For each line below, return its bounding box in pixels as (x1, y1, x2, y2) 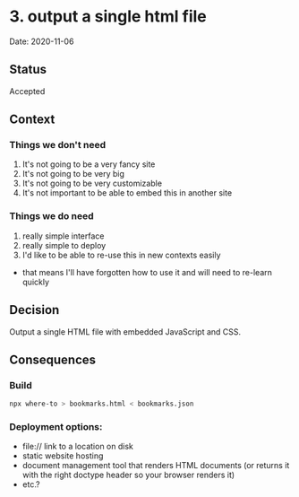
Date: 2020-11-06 (9, 36, 74, 47)
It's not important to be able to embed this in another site (21, 187, 233, 198)
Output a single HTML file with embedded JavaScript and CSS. (9, 326, 242, 337)
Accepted (9, 85, 46, 96)
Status (9, 62, 47, 77)
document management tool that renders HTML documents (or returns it (21, 460, 290, 471)
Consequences (9, 352, 97, 367)
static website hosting (21, 450, 104, 461)
